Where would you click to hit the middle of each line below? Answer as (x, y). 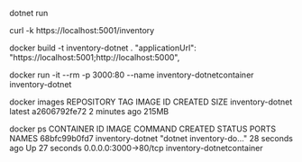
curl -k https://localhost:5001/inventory (82, 30)
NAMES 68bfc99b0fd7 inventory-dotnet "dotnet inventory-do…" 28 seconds (151, 138)
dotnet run (29, 13)
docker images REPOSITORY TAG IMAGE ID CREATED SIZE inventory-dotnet (151, 102)
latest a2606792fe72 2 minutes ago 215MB (89, 111)
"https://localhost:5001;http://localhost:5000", (95, 57)
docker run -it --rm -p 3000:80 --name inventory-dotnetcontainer (132, 75)
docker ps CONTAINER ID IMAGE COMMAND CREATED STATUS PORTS (143, 129)
